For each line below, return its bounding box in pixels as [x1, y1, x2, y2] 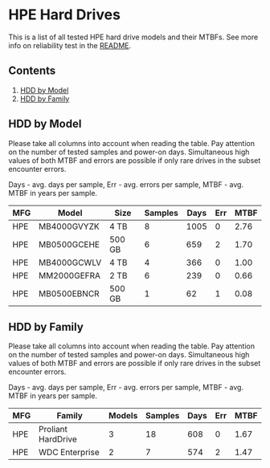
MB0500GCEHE [39, 238, 100, 250]
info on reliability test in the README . [8, 40, 131, 50]
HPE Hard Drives [8, 6, 121, 24]
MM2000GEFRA [39, 270, 101, 281]
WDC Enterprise [39, 447, 100, 458]
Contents [8, 64, 56, 78]
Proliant [39, 424, 68, 435]
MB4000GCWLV [39, 257, 102, 268]
